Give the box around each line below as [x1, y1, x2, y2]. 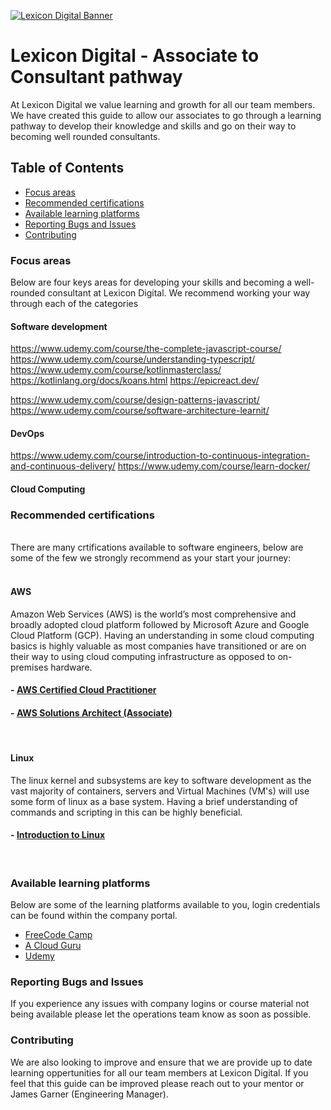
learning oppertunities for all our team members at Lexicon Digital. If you [10, 1066, 309, 1079]
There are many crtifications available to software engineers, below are [10, 541, 304, 554]
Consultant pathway [10, 66, 183, 89]
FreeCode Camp [24, 929, 93, 941]
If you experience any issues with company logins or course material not [10, 998, 310, 1010]
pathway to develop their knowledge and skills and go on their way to [10, 120, 297, 132]
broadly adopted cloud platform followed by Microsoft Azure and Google [10, 618, 310, 630]
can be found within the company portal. [10, 910, 178, 922]
